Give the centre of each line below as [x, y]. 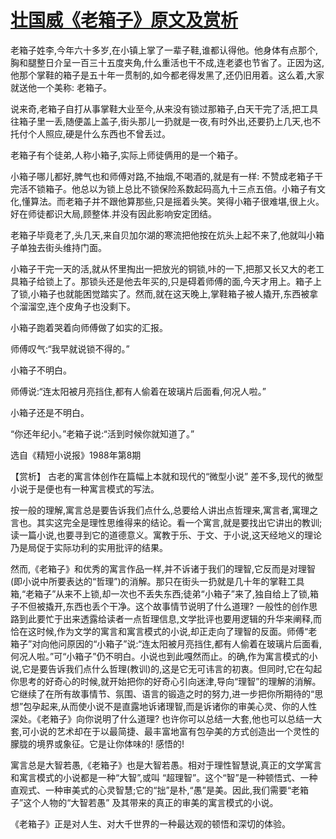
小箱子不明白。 [41, 370]
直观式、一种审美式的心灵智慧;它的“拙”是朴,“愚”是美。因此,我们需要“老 [155, 790]
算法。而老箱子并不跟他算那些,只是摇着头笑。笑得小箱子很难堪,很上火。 [177, 201]
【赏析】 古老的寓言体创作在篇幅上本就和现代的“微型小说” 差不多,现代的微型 [167, 476]
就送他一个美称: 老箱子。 [61, 87]
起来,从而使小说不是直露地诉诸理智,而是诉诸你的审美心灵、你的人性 [179, 706]
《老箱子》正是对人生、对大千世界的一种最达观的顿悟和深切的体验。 [150, 823]
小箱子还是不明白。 [50, 412]
